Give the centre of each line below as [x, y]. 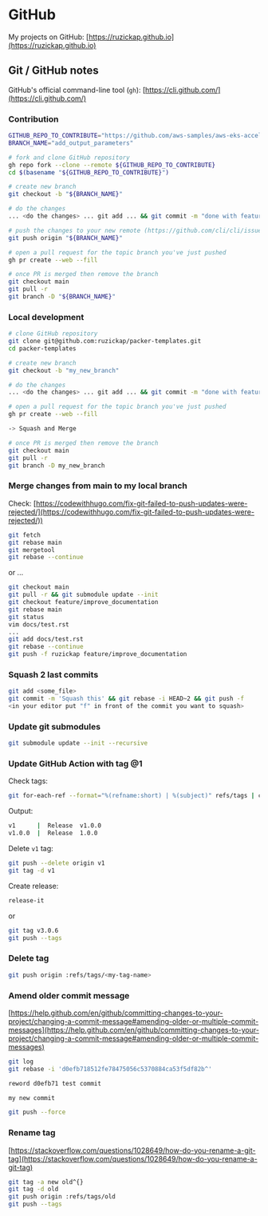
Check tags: [28, 781]
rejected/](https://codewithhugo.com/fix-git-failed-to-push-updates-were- [132, 512]
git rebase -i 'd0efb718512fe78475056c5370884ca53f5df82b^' [110, 1069]
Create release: [33, 886]
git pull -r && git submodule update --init [83, 595]
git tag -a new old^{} [46, 1182]
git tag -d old [33, 1190]
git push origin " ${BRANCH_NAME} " [66, 238]
